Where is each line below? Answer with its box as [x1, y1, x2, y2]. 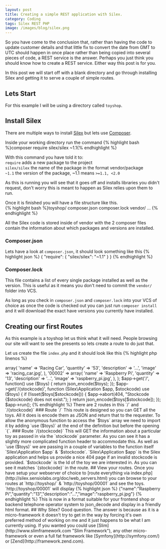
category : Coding [5, 16, 41, 21]
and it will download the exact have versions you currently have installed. [5, 308, 154, 314]
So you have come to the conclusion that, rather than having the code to [5, 39, 152, 45]
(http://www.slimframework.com [5, 528, 71, 534]
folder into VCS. [5, 288, 38, 294]
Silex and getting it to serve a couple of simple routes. [5, 75, 115, 81]
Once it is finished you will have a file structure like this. [5, 200, 118, 206]
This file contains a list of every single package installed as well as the [5, 277, 148, 283]
